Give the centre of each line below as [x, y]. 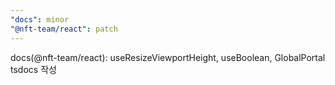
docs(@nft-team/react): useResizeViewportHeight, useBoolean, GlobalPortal [168, 57]
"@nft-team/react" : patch [64, 29]
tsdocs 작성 [33, 69]
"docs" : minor [40, 19]
